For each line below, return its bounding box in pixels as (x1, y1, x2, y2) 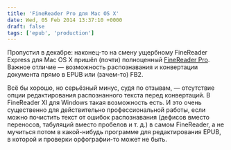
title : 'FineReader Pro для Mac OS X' (7, 10, 119, 17)
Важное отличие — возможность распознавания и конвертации (7, 63, 198, 71)
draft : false (7, 23, 45, 30)
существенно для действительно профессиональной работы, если (7, 106, 206, 114)
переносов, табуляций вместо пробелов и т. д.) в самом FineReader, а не (7, 120, 224, 129)
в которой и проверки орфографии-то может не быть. (7, 135, 168, 144)
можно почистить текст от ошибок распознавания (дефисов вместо (7, 113, 210, 122)
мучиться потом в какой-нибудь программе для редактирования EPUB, (7, 128, 221, 136)
